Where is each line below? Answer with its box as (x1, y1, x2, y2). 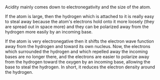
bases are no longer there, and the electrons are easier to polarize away (5, 54, 149, 60)
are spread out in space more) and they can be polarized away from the (5, 24, 149, 30)
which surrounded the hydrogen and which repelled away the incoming (5, 48, 148, 54)
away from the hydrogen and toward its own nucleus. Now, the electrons (5, 44, 151, 49)
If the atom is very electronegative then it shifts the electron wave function (5, 38, 154, 44)
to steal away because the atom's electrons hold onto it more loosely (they (5, 19, 155, 24)
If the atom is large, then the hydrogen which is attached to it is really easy (5, 14, 154, 19)
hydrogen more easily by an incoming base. (5, 29, 93, 34)
